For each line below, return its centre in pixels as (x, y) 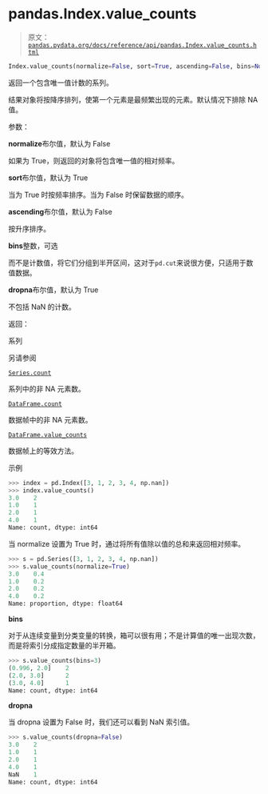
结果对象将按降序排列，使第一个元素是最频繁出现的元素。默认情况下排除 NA (133, 99)
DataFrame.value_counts (48, 435)
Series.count (30, 373)
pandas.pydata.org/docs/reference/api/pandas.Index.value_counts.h (142, 45)
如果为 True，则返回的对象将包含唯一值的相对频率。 (94, 160)
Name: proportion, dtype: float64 (66, 604)
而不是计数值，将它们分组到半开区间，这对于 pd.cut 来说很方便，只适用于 (127, 263)
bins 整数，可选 (33, 246)
